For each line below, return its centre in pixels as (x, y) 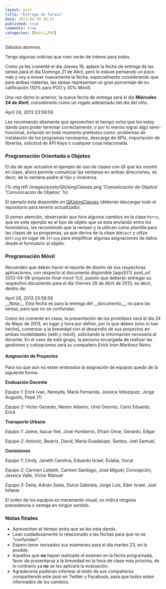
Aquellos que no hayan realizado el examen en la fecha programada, (83, 556)
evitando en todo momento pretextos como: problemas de (86, 132)
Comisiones (18, 450)
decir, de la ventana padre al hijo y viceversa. (51, 177)
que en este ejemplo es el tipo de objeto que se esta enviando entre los (78, 222)
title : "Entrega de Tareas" (34, 14)
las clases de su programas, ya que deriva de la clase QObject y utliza (76, 233)
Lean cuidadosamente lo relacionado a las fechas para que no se (79, 534)
